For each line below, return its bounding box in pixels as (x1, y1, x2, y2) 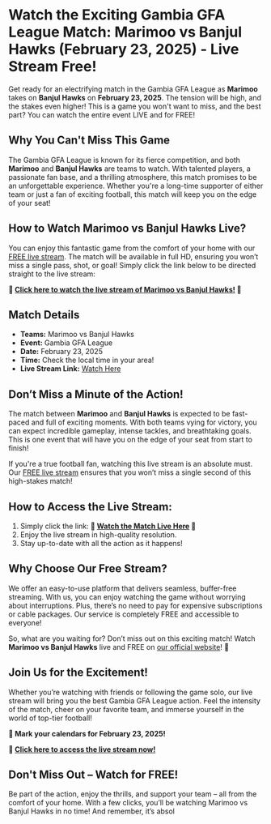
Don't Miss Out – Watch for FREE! (8, 768, 179, 782)
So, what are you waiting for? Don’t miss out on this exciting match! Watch (8, 634, 256, 643)
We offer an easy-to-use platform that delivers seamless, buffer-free (8, 583, 237, 593)
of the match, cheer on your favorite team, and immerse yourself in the (8, 704, 244, 714)
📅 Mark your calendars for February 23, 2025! (8, 728, 166, 738)
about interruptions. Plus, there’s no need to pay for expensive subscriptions (8, 600, 263, 610)
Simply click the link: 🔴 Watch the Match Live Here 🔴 (19, 521, 197, 531)
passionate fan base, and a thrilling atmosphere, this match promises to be (8, 172, 257, 181)
